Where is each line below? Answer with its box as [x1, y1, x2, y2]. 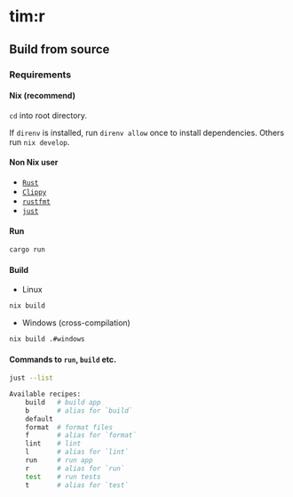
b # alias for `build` [25, 406, 133, 415]
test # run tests [25, 472, 101, 481]
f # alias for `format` [25, 431, 138, 440]
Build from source [9, 42, 110, 57]
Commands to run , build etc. [9, 354, 117, 365]
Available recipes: [9, 389, 82, 399]
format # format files [25, 422, 114, 432]
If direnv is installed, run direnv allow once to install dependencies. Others [9, 127, 285, 138]
